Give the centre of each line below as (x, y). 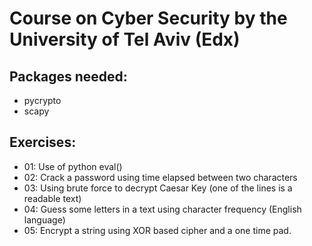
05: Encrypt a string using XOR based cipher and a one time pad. (157, 230)
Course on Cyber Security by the (148, 18)
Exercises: (43, 142)
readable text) (52, 198)
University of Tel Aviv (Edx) (125, 39)
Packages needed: (68, 76)
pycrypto (42, 100)
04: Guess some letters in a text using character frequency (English (162, 209)
